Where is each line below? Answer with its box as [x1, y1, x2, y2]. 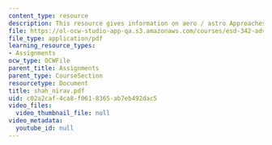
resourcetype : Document [8, 79, 89, 87]
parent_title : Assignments [8, 64, 100, 72]
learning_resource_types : [8, 42, 96, 50]
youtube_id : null [15, 124, 74, 132]
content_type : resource [8, 11, 89, 20]
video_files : [8, 101, 53, 110]
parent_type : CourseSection [8, 72, 104, 80]
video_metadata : [8, 117, 63, 125]
